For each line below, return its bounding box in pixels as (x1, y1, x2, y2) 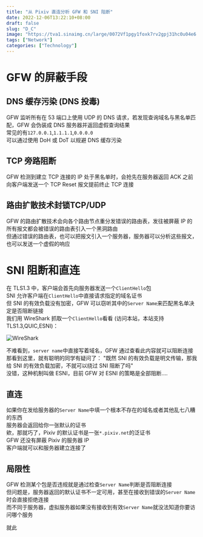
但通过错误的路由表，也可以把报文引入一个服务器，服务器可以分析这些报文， (6, 232, 198, 240)
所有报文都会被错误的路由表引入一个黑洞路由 (6, 225, 118, 232)
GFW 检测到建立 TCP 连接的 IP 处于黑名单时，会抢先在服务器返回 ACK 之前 (6, 173, 194, 180)
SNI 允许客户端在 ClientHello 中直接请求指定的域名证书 (6, 292, 142, 300)
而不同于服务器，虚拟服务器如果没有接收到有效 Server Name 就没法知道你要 (6, 504, 190, 511)
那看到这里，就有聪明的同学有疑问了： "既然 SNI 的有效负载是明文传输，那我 (6, 355, 198, 362)
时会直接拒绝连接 (6, 496, 49, 503)
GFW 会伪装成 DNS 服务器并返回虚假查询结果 (16, 121, 130, 128)
